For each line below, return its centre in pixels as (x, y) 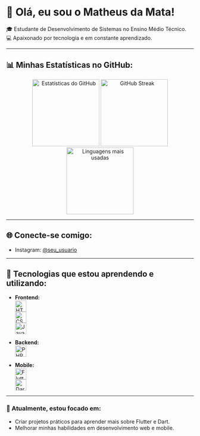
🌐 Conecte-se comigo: (49, 235)
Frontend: (27, 297)
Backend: (27, 343)
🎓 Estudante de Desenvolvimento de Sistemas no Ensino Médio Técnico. (96, 29)
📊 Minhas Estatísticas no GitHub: (70, 65)
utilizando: (26, 283)
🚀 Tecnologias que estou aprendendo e (80, 274)
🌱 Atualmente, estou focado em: (54, 409)
